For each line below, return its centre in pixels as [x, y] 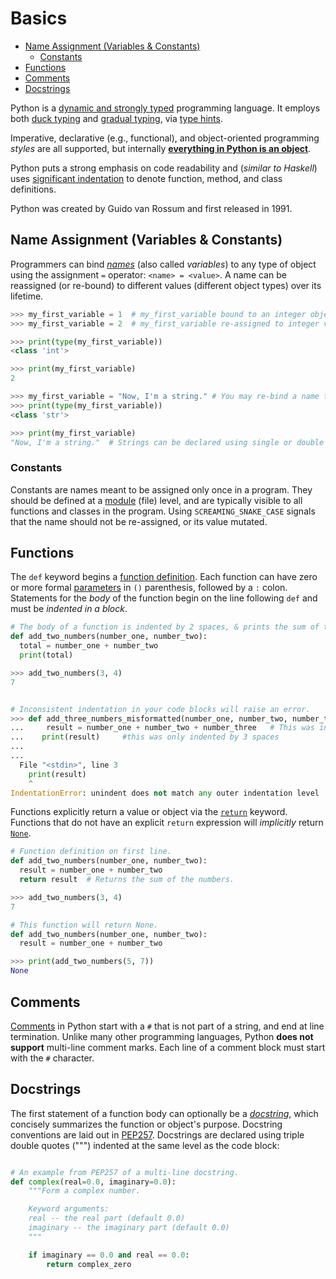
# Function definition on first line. [91, 852]
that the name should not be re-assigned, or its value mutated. [139, 521]
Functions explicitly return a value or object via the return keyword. [149, 812]
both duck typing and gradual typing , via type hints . [116, 118]
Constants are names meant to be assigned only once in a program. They [161, 489]
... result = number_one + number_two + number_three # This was [162, 728]
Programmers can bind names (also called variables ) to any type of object [163, 264]
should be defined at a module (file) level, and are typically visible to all [156, 500]
